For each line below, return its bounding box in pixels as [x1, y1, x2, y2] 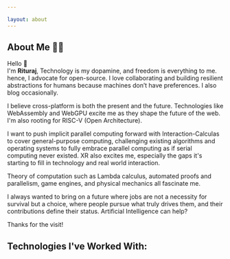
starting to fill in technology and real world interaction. [7, 159, 160, 167]
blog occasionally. [7, 88, 58, 97]
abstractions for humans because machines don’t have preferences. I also [7, 82, 217, 90]
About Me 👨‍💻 [7, 42, 65, 53]
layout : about [7, 16, 48, 23]
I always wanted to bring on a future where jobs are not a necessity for [7, 193, 207, 201]
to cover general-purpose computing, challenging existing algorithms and [7, 137, 216, 145]
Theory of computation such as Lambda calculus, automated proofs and [7, 172, 211, 180]
